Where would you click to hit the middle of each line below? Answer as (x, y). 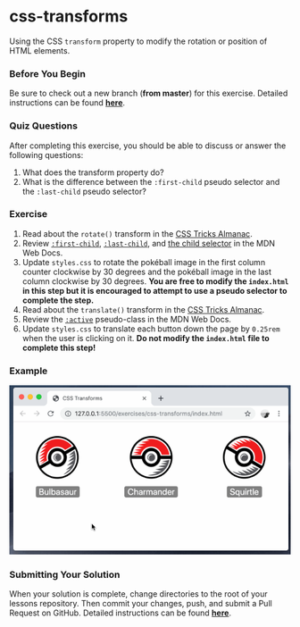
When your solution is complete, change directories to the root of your (138, 594)
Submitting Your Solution (65, 574)
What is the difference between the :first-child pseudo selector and (151, 181)
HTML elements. (40, 50)
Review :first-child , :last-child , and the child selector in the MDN (148, 243)
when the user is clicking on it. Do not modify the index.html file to (146, 338)
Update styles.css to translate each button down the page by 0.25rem (151, 329)
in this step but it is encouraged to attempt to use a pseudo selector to (154, 290)
